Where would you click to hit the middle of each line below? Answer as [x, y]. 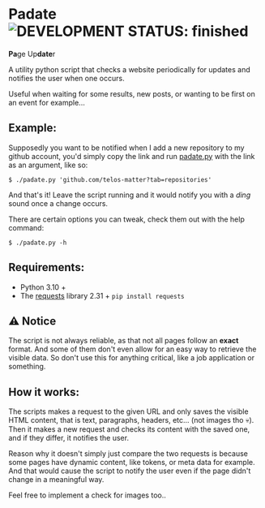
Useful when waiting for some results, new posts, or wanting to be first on [132, 93]
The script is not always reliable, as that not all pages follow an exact [124, 341]
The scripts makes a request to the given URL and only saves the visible [128, 411]
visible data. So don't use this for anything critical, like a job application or [132, 358]
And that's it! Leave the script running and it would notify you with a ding [130, 195]
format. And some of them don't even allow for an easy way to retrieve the [132, 349]
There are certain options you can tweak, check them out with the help [126, 219]
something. [27, 367]
